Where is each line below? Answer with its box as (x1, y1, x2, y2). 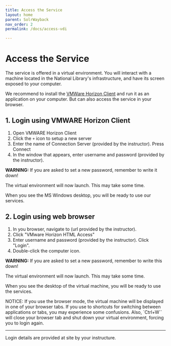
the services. (5, 288, 33, 294)
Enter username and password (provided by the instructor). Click (12, 237, 149, 243)
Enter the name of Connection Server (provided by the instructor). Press (12, 141, 164, 147)
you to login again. (5, 320, 44, 326)
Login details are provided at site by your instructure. (5, 334, 116, 340)
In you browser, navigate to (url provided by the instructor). (12, 226, 136, 232)
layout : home (5, 12, 33, 17)
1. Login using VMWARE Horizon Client (5, 116, 131, 125)
